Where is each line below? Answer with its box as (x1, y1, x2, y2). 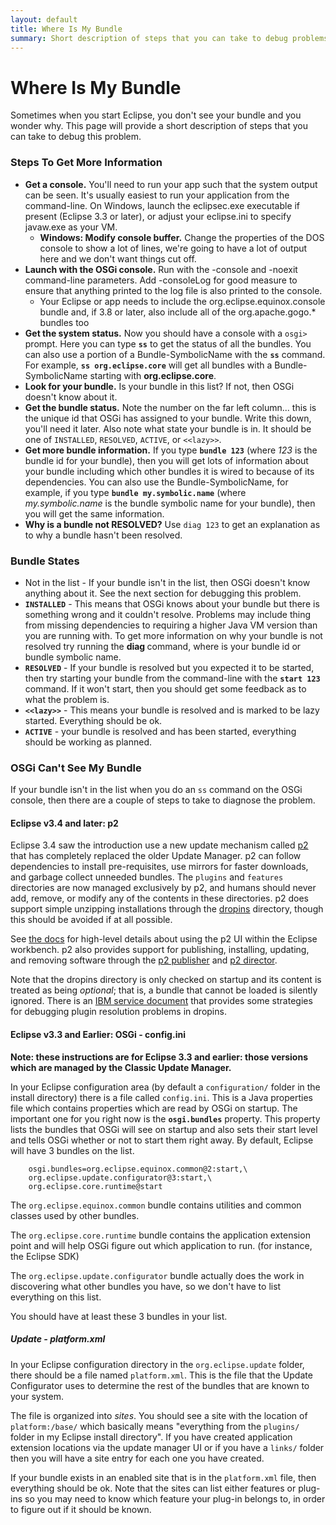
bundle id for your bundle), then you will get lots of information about (24, 454, 309, 466)
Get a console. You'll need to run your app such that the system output (24, 178, 318, 190)
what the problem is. (24, 693, 110, 705)
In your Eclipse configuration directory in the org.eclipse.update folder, (10, 1358, 305, 1370)
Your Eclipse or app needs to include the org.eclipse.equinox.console (39, 295, 326, 307)
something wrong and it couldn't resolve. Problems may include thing (24, 608, 311, 620)
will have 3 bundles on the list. (10, 1144, 135, 1156)
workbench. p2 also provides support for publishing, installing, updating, (10, 944, 310, 956)
